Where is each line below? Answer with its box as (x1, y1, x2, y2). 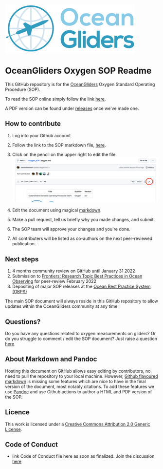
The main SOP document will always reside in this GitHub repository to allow (5, 298, 158, 304)
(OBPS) (12, 289, 27, 295)
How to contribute (5, 120, 61, 128)
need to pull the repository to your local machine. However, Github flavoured (5, 373, 158, 379)
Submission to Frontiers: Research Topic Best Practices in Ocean (12, 273, 143, 279)
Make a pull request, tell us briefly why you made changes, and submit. (12, 217, 155, 223)
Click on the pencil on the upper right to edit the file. (12, 151, 117, 157)
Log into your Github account (12, 132, 71, 138)
